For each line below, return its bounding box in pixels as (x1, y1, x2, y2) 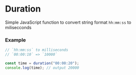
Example (5, 36, 26, 43)
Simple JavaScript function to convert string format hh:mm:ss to (5, 19, 132, 25)
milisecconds (5, 24, 32, 30)
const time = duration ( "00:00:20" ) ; (5, 60, 79, 66)
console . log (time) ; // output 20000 (5, 65, 79, 70)
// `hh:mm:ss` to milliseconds (5, 47, 68, 53)
